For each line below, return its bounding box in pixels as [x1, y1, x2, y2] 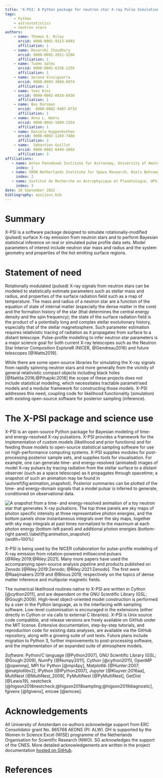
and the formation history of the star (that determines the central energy [5, 309, 149, 315]
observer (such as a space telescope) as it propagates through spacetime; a [5, 470, 158, 476]
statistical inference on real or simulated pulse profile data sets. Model [5, 240, 146, 245]
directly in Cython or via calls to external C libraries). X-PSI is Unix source [5, 612, 152, 618]
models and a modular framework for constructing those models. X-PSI [5, 385, 148, 391]
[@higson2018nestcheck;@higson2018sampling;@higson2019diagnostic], [5, 683, 153, 689]
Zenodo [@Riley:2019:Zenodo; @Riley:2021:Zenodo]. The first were [5, 567, 140, 572]
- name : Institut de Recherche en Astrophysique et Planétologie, [11, 179, 149, 184]
